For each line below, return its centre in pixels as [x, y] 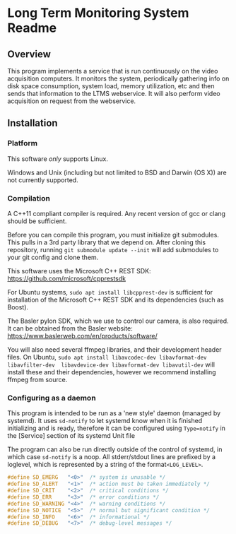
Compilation [29, 198]
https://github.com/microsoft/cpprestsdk [66, 278]
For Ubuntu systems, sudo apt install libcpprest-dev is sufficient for [110, 292]
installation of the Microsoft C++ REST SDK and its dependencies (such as [116, 299]
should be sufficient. [37, 221]
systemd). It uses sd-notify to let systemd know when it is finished [105, 421]
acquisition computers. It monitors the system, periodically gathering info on [118, 78]
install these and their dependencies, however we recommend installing [112, 372]
